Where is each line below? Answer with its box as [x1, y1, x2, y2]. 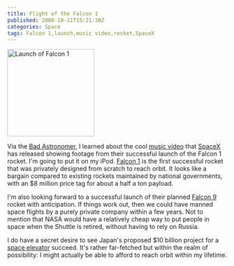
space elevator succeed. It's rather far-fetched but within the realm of [7, 244, 208, 252]
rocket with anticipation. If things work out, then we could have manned [7, 200, 214, 209]
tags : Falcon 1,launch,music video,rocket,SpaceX [7, 29, 155, 37]
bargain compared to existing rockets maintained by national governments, [7, 172, 223, 180]
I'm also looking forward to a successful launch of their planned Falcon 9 [7, 193, 217, 201]
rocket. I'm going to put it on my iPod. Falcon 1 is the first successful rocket [7, 157, 224, 165]
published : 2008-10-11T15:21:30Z [7, 17, 105, 24]
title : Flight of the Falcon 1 [7, 10, 98, 17]
